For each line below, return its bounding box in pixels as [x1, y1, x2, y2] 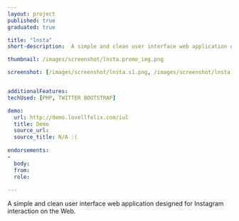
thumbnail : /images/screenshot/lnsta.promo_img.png [7, 56, 164, 63]
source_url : [14, 127, 50, 134]
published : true [7, 17, 55, 24]
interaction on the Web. [7, 207, 76, 215]
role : [14, 173, 31, 180]
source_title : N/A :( [14, 134, 78, 141]
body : [14, 160, 31, 167]
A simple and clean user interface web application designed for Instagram [7, 200, 224, 208]
